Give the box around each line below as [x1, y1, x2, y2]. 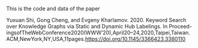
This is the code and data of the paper [6, 5, 100, 12]
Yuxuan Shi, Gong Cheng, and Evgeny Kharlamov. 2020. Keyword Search [6, 17, 187, 23]
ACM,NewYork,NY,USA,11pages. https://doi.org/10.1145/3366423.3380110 [6, 36, 186, 42]
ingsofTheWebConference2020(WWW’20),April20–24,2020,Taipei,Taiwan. [6, 29, 190, 36]
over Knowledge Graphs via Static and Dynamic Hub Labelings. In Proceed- [6, 23, 193, 30]
